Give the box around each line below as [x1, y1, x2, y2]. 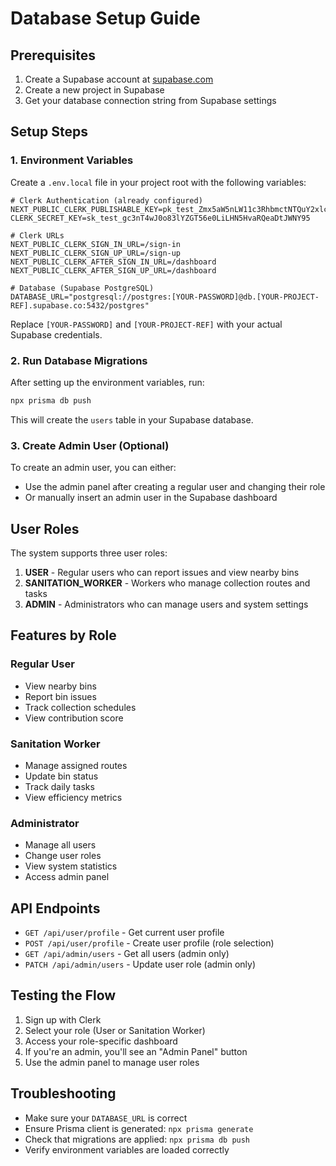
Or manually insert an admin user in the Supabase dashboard [24, 492, 278, 504]
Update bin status [24, 770, 99, 782]
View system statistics [24, 860, 118, 872]
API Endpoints [10, 900, 101, 917]
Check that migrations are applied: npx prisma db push [24, 1133, 251, 1145]
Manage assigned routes [24, 759, 128, 771]
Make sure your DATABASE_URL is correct [24, 1112, 188, 1124]
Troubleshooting [10, 1085, 117, 1102]
